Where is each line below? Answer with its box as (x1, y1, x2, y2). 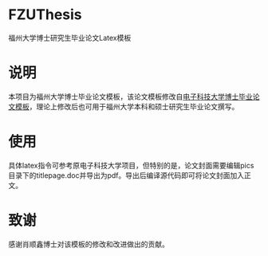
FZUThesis (8, 6, 82, 24)
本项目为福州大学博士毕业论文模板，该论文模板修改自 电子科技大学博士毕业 (8, 92, 253, 101)
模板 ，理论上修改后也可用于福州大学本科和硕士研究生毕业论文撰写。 (14, 101, 239, 111)
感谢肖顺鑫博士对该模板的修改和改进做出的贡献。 (8, 239, 169, 249)
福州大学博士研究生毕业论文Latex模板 (8, 33, 132, 42)
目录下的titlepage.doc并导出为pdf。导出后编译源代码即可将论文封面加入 (8, 170, 245, 180)
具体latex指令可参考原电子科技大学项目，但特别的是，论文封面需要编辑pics (8, 160, 254, 170)
